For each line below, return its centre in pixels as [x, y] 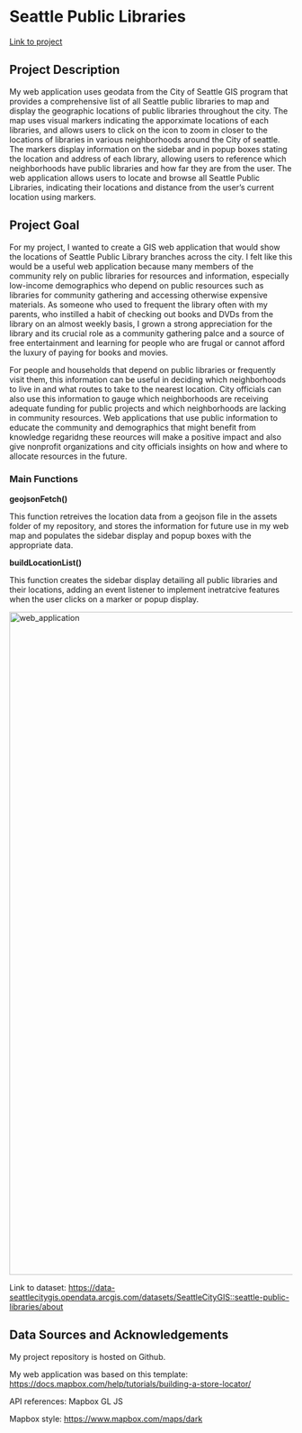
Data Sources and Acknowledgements [119, 1335]
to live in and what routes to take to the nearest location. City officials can [145, 388]
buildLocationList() [46, 562]
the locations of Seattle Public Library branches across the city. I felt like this [151, 256]
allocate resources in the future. [68, 456]
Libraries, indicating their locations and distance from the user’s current [142, 187]
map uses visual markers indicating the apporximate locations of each [139, 120]
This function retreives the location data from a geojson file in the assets [143, 516]
